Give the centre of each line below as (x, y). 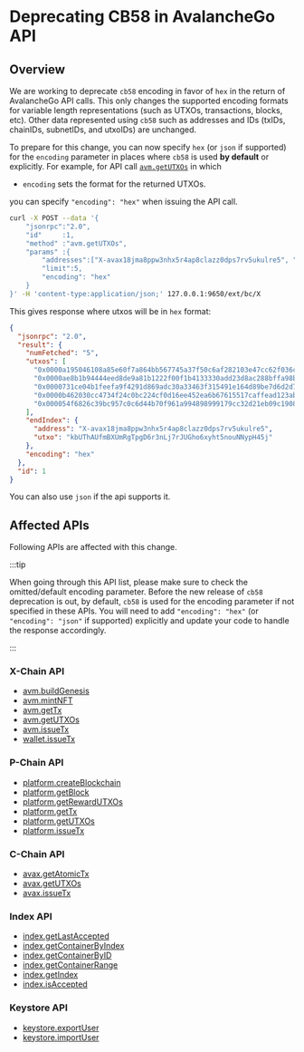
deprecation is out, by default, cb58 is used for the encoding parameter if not (152, 602)
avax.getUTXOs (52, 883)
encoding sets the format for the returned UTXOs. (114, 184)
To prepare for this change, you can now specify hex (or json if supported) (148, 147)
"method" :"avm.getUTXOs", (76, 243)
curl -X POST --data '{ (54, 218)
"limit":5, (62, 269)
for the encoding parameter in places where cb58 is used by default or (139, 157)
